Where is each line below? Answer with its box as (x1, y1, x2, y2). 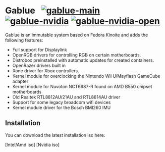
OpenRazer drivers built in (12, 62, 66, 68)
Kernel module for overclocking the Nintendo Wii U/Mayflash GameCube (12, 73, 161, 79)
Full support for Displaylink (12, 47, 67, 52)
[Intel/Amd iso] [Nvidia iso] (5, 142, 60, 148)
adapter (12, 78, 29, 84)
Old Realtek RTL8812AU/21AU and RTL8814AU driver (12, 94, 120, 100)
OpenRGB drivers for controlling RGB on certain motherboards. (12, 52, 141, 58)
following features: (5, 37, 44, 43)
